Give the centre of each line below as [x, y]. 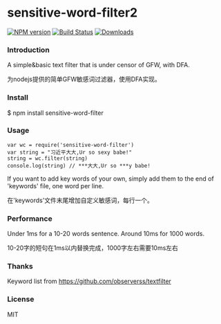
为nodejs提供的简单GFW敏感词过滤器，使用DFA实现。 [84, 79]
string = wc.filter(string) [48, 158]
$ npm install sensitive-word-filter [55, 113]
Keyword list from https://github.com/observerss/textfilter [89, 281]
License [21, 299]
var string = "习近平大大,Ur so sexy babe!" [70, 152]
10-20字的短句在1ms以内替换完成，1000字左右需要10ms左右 [93, 248]
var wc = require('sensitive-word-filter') [71, 145]
